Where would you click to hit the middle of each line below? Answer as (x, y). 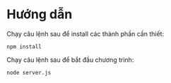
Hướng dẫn (40, 14)
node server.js (29, 72)
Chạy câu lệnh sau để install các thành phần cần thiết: (85, 34)
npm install (24, 46)
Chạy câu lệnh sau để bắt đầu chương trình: (70, 60)
